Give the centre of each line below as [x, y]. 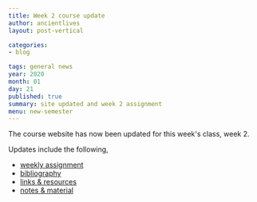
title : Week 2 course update [57, 16]
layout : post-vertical [46, 30]
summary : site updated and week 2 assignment [85, 104]
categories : [28, 45]
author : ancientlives [44, 23]
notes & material [47, 190]
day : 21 [21, 89]
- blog [19, 53]
